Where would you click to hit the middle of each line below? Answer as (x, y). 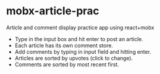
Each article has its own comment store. (64, 45)
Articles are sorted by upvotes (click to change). (74, 58)
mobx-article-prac (53, 11)
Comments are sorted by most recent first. (67, 64)
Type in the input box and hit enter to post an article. (79, 39)
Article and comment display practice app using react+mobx (80, 27)
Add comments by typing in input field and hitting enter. (83, 51)
